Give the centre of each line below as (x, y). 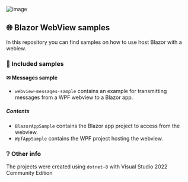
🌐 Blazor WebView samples (58, 28)
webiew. (16, 48)
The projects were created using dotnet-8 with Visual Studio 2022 (87, 167)
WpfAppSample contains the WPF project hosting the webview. (89, 138)
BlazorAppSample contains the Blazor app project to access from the (97, 126)
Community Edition (29, 173)
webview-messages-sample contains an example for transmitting (91, 91)
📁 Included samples (35, 63)
